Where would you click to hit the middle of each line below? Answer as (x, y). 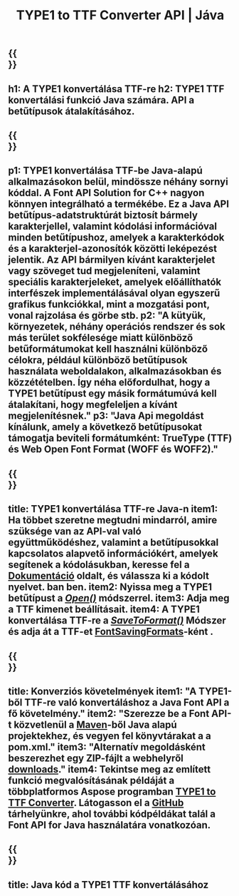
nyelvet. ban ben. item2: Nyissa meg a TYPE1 (110, 587)
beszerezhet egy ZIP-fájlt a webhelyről (96, 758)
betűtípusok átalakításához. (71, 111)
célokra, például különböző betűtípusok (98, 360)
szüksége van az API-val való (75, 531)
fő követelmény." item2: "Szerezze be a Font (109, 713)
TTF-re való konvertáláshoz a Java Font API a (127, 702)
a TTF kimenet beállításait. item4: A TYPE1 (104, 610)
